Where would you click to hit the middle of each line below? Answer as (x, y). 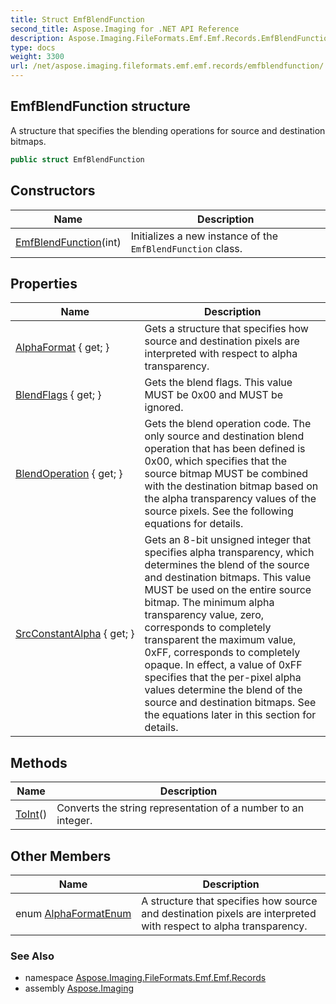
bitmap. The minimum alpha (209, 603)
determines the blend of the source (227, 565)
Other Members (61, 856)
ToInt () (31, 814)
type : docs (33, 47)
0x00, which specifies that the (216, 461)
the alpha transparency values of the (230, 499)
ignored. (164, 408)
